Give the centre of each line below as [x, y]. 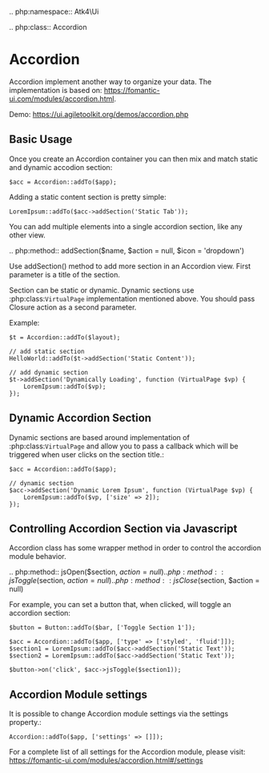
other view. [28, 235]
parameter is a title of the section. [65, 274]
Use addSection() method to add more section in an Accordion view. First [130, 266]
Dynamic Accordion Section [80, 418]
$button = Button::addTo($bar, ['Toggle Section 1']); [102, 628]
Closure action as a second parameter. [73, 307]
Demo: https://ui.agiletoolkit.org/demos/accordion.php [99, 114]
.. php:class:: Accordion [48, 27]
